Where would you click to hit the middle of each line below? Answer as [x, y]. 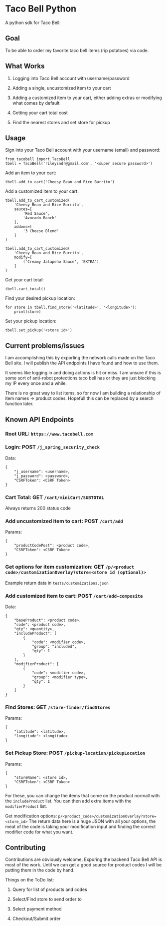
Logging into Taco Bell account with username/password [71, 78]
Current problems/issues [45, 346]
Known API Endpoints [40, 419]
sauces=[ [23, 209]
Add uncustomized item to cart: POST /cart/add [64, 521]
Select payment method [37, 909]
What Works [25, 66]
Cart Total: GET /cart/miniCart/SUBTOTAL [55, 497]
